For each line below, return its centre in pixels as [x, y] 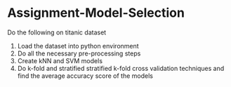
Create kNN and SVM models [60, 60]
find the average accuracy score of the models [85, 76]
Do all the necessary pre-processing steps [79, 53]
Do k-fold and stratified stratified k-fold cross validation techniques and [121, 68]
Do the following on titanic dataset [57, 32]
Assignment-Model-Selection [96, 13]
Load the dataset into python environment [78, 46]
